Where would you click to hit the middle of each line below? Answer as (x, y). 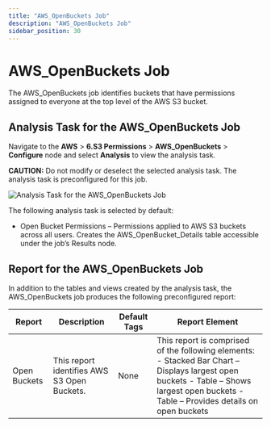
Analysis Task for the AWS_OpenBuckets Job (124, 127)
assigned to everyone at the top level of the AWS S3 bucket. (108, 102)
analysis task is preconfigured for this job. (78, 179)
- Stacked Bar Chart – (198, 360)
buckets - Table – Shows (204, 380)
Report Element (208, 321)
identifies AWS (81, 370)
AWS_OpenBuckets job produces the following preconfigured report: (122, 296)
